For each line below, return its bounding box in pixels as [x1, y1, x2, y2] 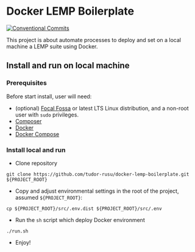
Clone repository [15, 159, 58, 167]
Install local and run [6, 145, 66, 154]
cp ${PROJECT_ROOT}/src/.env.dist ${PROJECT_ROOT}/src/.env [6, 206, 163, 212]
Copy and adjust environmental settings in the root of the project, [15, 187, 179, 195]
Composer [15, 117, 42, 124]
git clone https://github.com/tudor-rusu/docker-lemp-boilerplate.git [6, 171, 190, 178]
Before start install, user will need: [6, 93, 92, 100]
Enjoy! [15, 239, 31, 246]
